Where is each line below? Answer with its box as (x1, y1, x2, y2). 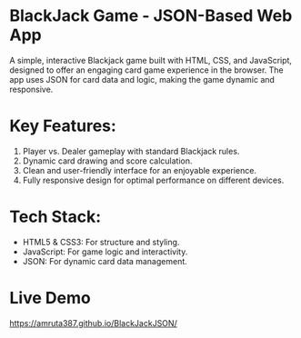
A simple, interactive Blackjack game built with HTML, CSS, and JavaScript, (9, 55, 293, 65)
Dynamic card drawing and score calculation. (22, 155, 193, 166)
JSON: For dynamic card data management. (22, 255, 188, 266)
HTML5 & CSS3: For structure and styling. (22, 236, 180, 247)
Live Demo (9, 288, 91, 308)
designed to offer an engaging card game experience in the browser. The (9, 65, 284, 75)
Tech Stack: (9, 206, 102, 227)
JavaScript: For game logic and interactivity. (22, 246, 188, 257)
